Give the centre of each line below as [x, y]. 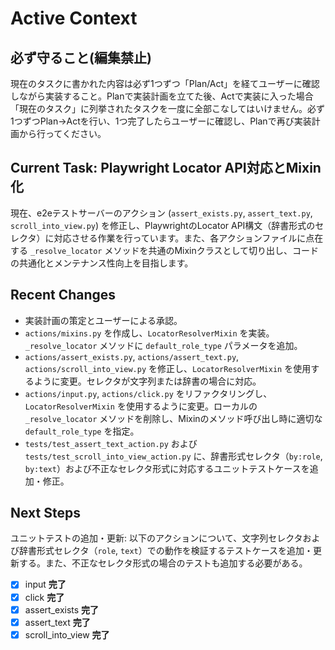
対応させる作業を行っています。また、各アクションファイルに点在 [188, 238]
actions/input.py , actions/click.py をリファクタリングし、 [148, 393]
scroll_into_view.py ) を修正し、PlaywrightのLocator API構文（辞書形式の [163, 225]
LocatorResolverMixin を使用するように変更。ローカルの [141, 406]
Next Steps [45, 513]
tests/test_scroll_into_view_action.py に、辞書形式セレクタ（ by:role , [173, 456]
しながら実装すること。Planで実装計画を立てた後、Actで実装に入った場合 [162, 96]
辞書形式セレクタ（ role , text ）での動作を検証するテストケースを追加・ [166, 551]
